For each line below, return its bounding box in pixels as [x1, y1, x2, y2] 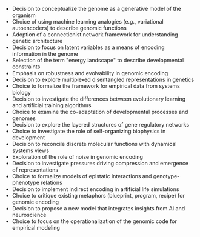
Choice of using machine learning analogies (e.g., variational [12, 18, 164, 25]
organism [12, 12, 36, 19]
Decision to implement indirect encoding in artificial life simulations [12, 185, 179, 193]
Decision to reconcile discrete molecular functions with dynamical [12, 141, 177, 147]
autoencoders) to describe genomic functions [12, 24, 127, 32]
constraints [12, 63, 41, 70]
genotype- [153, 173, 180, 179]
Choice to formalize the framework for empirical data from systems [12, 82, 180, 90]
